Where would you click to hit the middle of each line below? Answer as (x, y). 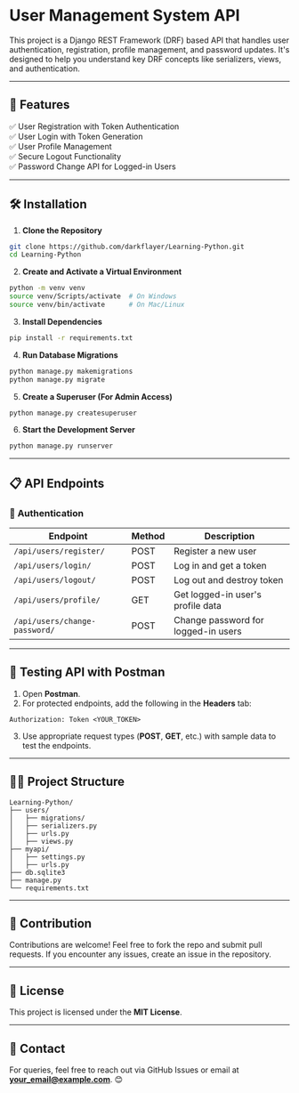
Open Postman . (51, 693)
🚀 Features (40, 105)
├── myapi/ (29, 849)
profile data (198, 606)
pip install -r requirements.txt (71, 338)
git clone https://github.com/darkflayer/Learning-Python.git (127, 247)
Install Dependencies (62, 321)
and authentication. (44, 69)
